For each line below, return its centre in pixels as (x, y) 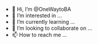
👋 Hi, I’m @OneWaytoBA (41, 9)
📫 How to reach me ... (39, 35)
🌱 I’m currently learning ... (43, 22)
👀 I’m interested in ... (37, 15)
